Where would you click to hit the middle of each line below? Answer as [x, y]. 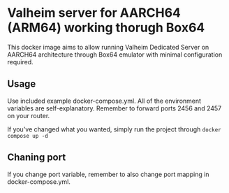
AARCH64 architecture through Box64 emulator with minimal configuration [115, 55]
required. [20, 62]
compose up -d [28, 136]
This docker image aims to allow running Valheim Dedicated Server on [108, 47]
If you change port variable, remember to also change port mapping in [108, 174]
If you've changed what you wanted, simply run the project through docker [114, 129]
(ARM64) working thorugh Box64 [106, 28]
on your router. [29, 115]
